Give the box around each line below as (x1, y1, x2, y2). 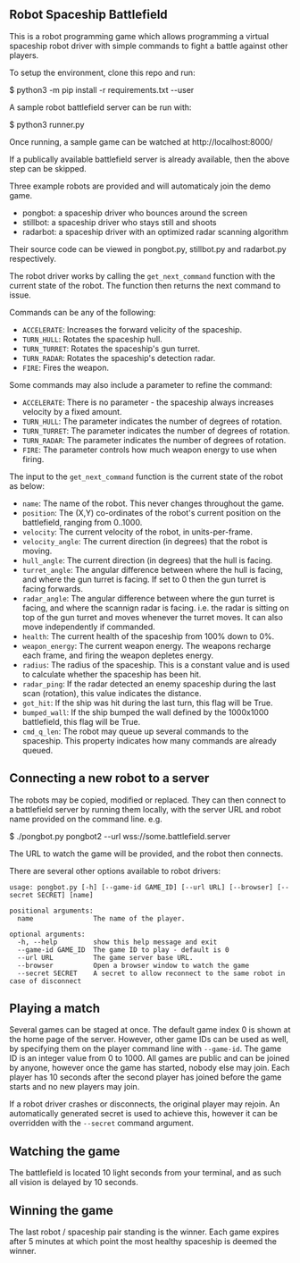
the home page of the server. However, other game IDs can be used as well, (9, 1034, 288, 1045)
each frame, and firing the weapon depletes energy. (21, 650, 214, 661)
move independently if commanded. (21, 621, 156, 632)
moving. (21, 545, 53, 556)
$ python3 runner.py (9, 119, 85, 130)
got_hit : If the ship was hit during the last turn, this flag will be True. (21, 697, 274, 708)
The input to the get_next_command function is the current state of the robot (9, 471, 284, 482)
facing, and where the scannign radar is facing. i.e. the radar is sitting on (21, 602, 289, 613)
